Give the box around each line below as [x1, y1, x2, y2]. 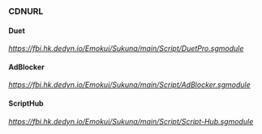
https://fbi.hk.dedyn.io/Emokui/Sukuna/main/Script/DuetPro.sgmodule [8, 44, 244, 53]
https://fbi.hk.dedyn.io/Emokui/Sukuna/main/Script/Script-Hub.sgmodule [8, 116, 254, 126]
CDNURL [8, 6, 44, 17]
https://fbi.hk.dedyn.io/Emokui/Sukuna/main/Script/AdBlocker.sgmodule [8, 80, 251, 90]
